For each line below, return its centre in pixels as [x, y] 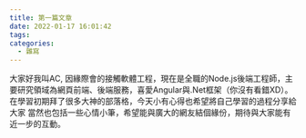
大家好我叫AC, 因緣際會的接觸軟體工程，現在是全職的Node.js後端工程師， [147, 79]
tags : [20, 34]
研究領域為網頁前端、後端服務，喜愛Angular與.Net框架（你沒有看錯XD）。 [155, 90]
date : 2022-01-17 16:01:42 [61, 26]
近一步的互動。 [37, 124]
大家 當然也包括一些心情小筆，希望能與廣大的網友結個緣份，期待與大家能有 [150, 113]
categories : [32, 43]
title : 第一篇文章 [41, 18]
